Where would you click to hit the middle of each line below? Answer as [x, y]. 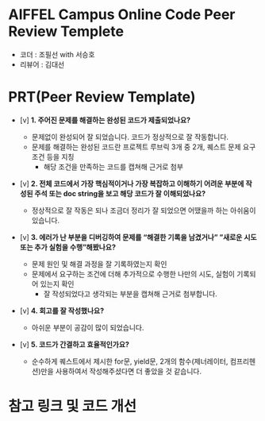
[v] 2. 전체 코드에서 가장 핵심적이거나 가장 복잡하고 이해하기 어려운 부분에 [132, 183]
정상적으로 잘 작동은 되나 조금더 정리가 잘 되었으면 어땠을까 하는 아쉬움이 [144, 210]
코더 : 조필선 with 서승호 [57, 54]
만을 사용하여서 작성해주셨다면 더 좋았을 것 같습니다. [121, 371]
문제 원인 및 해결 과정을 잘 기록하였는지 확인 [99, 264]
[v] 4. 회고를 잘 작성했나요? [62, 311]
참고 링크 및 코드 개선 [73, 406]
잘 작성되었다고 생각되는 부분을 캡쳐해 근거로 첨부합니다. [131, 294]
